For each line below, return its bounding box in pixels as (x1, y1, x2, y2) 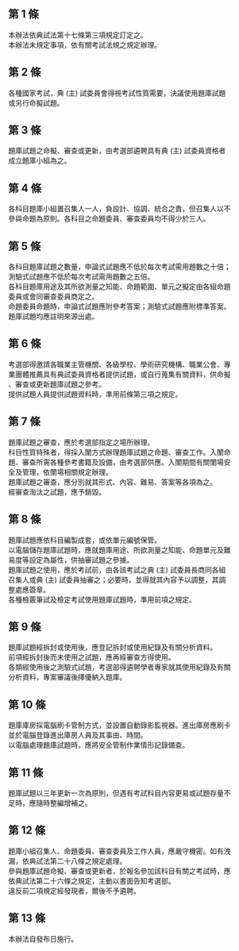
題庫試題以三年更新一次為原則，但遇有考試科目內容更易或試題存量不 (8, 788, 231, 798)
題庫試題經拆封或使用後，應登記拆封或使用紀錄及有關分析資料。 (8, 642, 217, 653)
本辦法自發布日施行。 (8, 934, 78, 943)
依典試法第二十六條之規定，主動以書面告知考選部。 (8, 876, 175, 885)
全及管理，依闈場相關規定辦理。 (8, 467, 113, 476)
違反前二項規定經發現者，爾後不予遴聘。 (8, 886, 141, 895)
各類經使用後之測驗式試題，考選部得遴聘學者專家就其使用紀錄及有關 (8, 662, 231, 672)
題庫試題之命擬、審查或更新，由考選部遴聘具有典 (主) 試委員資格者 (8, 146, 226, 156)
